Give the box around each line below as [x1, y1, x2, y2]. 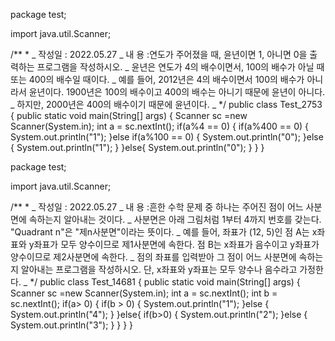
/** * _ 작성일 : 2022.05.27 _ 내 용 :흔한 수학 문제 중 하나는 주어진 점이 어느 [10, 201, 304, 213]
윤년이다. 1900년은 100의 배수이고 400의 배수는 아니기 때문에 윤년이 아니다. [28, 86, 326, 98]
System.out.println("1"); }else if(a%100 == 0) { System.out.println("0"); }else [10, 131, 324, 143]
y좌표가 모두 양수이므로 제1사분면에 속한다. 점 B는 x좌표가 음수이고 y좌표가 [28, 239, 320, 250]
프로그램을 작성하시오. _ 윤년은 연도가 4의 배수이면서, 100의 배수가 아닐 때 [36, 61, 325, 73]
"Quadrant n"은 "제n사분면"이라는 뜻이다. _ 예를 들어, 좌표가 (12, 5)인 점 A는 [10, 226, 310, 238]
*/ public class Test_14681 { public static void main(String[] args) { [29, 276, 301, 288]
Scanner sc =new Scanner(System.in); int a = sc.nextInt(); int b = [10, 287, 278, 299]
